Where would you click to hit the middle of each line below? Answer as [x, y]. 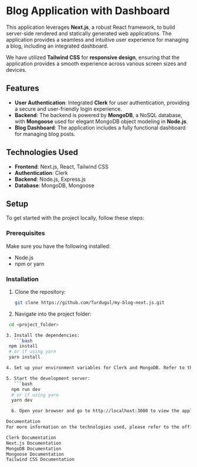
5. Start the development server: [48, 378]
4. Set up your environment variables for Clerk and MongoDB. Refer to [95, 368]
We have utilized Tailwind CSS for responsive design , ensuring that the [93, 57]
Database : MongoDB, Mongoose [55, 185]
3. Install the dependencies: [43, 335]
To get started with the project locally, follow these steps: [75, 218]
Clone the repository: [40, 292]
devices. [16, 69]
